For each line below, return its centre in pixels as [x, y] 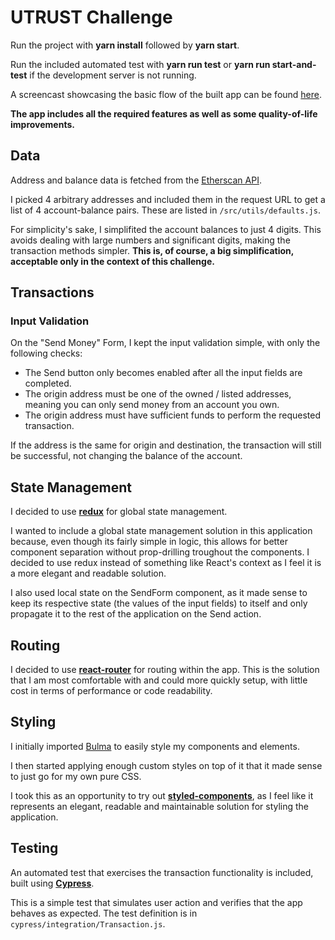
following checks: [46, 353]
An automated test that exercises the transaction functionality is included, [162, 872]
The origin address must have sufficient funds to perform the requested [173, 415]
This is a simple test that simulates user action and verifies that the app [156, 902]
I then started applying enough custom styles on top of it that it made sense [166, 765]
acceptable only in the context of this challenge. [112, 261]
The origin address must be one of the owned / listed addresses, [158, 394]
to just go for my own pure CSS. [76, 776]
